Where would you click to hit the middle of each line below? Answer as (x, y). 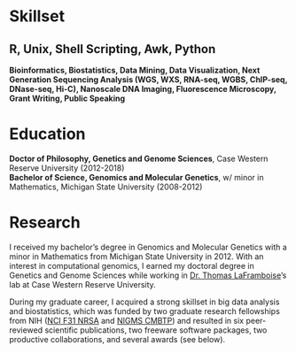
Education (47, 134)
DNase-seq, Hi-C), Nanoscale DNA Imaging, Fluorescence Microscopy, (143, 89)
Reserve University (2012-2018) (67, 168)
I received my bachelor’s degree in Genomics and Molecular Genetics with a (148, 247)
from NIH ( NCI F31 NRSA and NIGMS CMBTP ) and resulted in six (127, 320)
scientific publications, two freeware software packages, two (156, 330)
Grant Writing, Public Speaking (67, 98)
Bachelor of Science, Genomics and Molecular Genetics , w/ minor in (136, 177)
